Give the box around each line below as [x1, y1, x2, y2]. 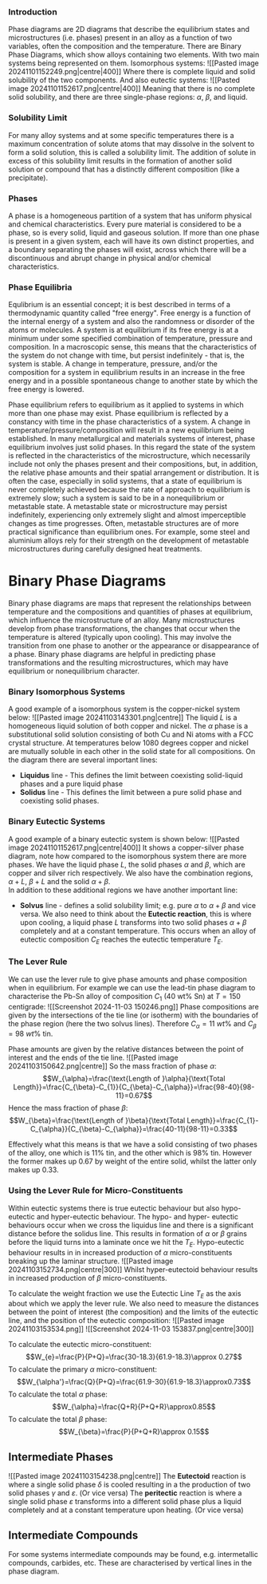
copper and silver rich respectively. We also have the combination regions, [8, 868, 253, 878]
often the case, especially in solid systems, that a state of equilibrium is [8, 476, 242, 486]
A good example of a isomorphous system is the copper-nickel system [8, 705, 241, 714]
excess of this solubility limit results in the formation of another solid [8, 156, 233, 165]
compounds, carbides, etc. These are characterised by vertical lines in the [8, 1558, 253, 1567]
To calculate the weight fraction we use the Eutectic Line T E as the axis [8, 1288, 241, 1300]
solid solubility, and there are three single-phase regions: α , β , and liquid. [8, 93, 249, 102]
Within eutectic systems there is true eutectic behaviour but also [8, 1203, 220, 1213]
